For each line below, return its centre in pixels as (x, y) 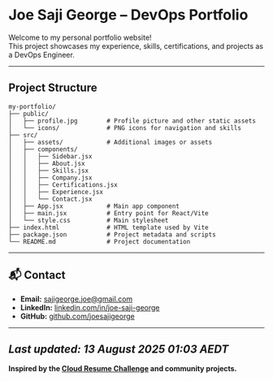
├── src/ (23, 135)
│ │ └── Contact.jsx (50, 199)
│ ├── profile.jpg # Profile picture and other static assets (132, 121)
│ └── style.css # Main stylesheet (89, 220)
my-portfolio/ (32, 106)
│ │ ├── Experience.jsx (56, 192)
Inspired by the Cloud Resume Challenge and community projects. (123, 369)
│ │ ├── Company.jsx (50, 178)
